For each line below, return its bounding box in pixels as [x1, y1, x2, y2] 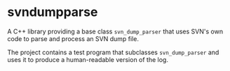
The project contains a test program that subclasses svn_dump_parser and [7, 48, 219, 56]
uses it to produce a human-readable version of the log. [7, 55, 168, 63]
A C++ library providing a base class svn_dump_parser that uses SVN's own [7, 27, 223, 35]
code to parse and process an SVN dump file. [7, 34, 139, 42]
